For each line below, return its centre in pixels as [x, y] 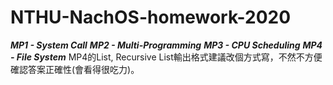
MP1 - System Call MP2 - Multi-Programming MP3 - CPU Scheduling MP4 [166, 45]
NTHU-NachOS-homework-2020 [151, 17]
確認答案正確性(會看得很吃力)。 [75, 69]
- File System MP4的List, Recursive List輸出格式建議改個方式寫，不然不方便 [166, 57]
